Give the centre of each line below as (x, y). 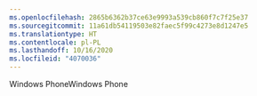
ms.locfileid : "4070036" (55, 59)
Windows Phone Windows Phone (69, 84)
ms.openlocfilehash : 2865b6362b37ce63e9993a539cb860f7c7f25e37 (129, 17)
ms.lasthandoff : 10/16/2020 (61, 51)
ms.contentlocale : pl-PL (55, 42)
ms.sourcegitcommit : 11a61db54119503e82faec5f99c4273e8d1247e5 (129, 26)
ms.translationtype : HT (53, 34)
